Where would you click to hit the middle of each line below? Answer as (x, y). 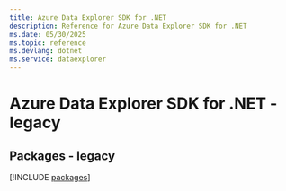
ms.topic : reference (48, 43)
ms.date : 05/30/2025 (48, 34)
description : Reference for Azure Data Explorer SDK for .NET (128, 26)
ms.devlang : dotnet (46, 51)
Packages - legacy (62, 156)
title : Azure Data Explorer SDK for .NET (88, 17)
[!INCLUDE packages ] (50, 177)
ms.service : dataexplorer (58, 59)
